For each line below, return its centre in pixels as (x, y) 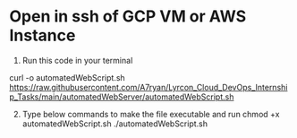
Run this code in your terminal (77, 60)
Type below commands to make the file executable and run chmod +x (151, 114)
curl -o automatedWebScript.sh (67, 77)
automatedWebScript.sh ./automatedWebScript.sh (115, 124)
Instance (42, 35)
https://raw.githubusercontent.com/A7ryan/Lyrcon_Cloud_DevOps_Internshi (148, 87)
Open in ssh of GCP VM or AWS (128, 17)
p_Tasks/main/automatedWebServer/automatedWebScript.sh (122, 97)
